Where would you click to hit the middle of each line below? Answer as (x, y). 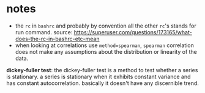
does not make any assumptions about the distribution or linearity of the (106, 51)
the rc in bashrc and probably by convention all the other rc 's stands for (106, 26)
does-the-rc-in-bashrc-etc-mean (57, 39)
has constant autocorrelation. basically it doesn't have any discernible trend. (102, 83)
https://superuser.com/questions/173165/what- (133, 32)
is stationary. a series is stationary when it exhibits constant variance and (99, 76)
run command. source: (44, 32)
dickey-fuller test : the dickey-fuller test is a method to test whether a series (102, 70)
